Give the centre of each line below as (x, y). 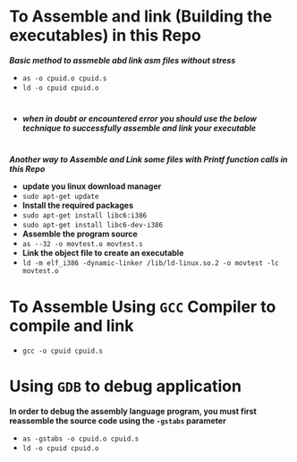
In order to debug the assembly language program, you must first (133, 411)
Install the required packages (78, 205)
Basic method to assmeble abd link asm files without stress (123, 60)
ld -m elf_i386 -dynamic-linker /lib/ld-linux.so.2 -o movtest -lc (150, 263)
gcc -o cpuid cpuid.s (62, 351)
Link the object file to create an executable (103, 253)
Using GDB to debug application (125, 386)
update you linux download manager (92, 186)
